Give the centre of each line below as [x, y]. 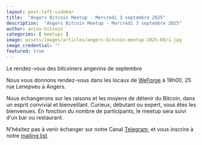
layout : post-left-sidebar [40, 12]
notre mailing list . [28, 135]
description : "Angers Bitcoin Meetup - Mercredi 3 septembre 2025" [94, 23]
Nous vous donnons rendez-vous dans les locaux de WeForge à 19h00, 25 [99, 80]
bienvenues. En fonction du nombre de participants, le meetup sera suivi [96, 111]
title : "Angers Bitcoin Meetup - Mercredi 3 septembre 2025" [86, 18]
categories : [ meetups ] [37, 34]
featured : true [25, 51]
